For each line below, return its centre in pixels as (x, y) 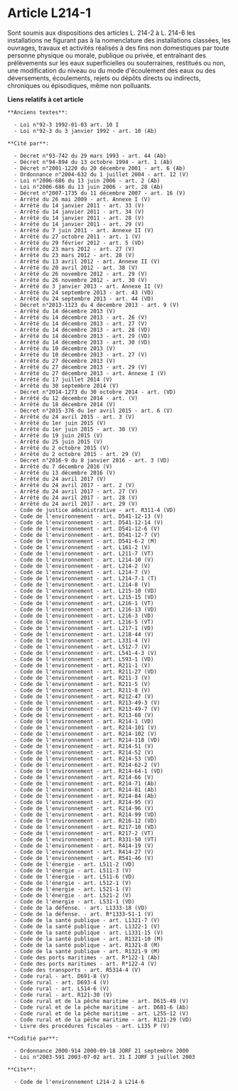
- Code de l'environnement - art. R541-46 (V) (84, 858)
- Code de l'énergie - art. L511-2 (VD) (74, 864)
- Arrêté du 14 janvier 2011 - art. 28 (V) (79, 218)
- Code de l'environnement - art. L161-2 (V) (82, 547)
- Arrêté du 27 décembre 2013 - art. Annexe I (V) (90, 373)
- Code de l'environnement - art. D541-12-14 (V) (88, 522)
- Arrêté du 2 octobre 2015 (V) (62, 448)
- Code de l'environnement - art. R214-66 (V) (84, 777)
